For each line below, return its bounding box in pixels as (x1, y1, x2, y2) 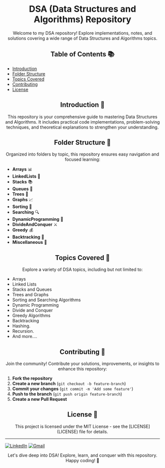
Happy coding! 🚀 (65, 457, 100, 463)
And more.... (12, 334, 38, 339)
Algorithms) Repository (33, 14, 132, 25)
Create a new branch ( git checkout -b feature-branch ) (12, 381, 126, 386)
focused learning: (64, 156, 101, 162)
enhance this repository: (58, 366, 107, 371)
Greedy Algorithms (12, 312, 51, 318)
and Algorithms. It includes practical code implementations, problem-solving (5, 119, 160, 125)
